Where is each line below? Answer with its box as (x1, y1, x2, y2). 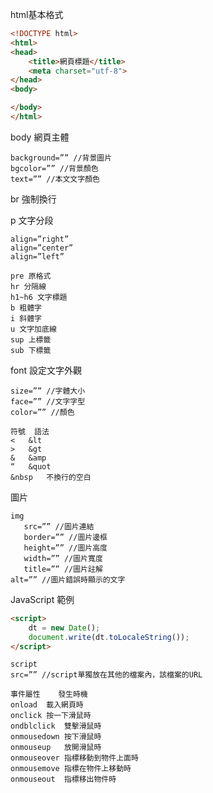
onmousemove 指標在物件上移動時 (10, 764, 132, 774)
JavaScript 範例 (10, 593, 75, 605)
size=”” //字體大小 (10, 386, 86, 396)
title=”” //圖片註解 (23, 564, 103, 574)
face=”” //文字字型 (10, 396, 86, 407)
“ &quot (10, 461, 52, 472)
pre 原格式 (10, 271, 52, 281)
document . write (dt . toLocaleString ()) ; (28, 632, 190, 642)
